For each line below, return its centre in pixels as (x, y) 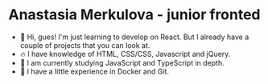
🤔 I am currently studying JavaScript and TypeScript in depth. (122, 62)
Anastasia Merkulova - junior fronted (134, 15)
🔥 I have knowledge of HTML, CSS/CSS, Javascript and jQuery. (125, 54)
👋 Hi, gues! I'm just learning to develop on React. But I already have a (134, 37)
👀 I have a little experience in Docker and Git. (94, 71)
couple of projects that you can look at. (85, 45)
